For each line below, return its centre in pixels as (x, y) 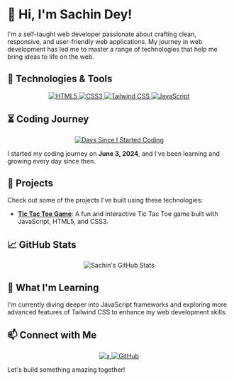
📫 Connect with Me (52, 335)
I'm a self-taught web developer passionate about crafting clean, (102, 34)
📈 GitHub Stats (42, 245)
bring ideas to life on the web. (51, 57)
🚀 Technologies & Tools (60, 79)
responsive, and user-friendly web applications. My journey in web (105, 41)
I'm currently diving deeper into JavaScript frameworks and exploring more (117, 305)
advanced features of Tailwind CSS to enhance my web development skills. (117, 312)
